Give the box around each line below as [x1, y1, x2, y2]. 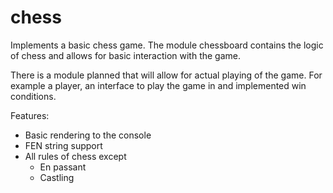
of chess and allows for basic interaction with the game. [10, 49, 242, 61]
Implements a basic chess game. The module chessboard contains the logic [10, 39, 324, 51]
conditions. [10, 90, 57, 102]
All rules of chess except [24, 150, 127, 162]
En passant [39, 161, 87, 173]
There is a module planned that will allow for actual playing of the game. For [10, 69, 323, 81]
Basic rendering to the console [24, 129, 152, 141]
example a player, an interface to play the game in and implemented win [10, 79, 307, 91]
